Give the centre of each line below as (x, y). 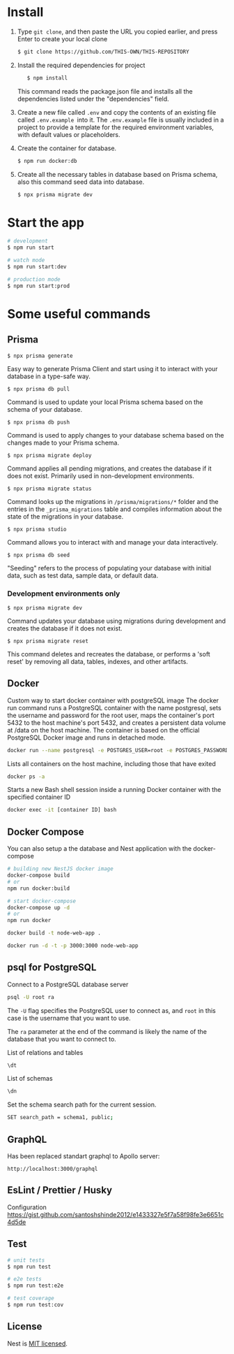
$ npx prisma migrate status (49, 489)
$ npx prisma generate (40, 356)
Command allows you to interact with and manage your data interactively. (112, 542)
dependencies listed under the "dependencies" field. (93, 99)
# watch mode (26, 260)
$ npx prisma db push (39, 422)
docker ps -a (26, 777)
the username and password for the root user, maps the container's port (111, 715)
